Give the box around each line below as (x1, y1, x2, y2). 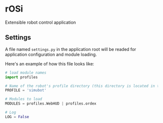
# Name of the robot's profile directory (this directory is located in (5, 83, 155, 88)
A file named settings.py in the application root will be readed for (5, 46, 136, 52)
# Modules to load (5, 97, 42, 102)
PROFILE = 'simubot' (5, 88, 47, 93)
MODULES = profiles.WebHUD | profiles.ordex (5, 101, 97, 106)
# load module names (5, 70, 47, 75)
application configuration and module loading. (5, 51, 97, 57)
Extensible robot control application (5, 19, 76, 25)
